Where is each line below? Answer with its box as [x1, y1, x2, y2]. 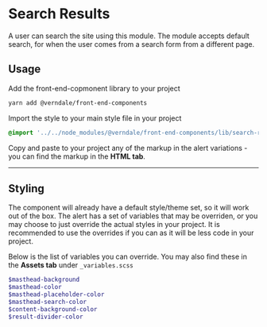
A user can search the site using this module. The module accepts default [8, 31, 250, 40]
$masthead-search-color [8, 298, 87, 306]
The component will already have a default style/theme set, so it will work [8, 203, 250, 213]
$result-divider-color [8, 313, 83, 321]
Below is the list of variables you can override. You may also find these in [8, 252, 248, 262]
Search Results [8, 5, 110, 23]
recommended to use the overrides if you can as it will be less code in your [8, 228, 254, 238]
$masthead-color [8, 283, 62, 291]
